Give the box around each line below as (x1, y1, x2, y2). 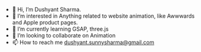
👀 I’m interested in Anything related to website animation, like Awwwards (12, 12, 195, 20)
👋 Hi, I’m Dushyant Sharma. (12, 6, 81, 13)
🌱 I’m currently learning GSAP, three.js (12, 25, 109, 32)
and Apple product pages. (12, 19, 78, 26)
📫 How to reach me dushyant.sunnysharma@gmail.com (12, 39, 155, 46)
